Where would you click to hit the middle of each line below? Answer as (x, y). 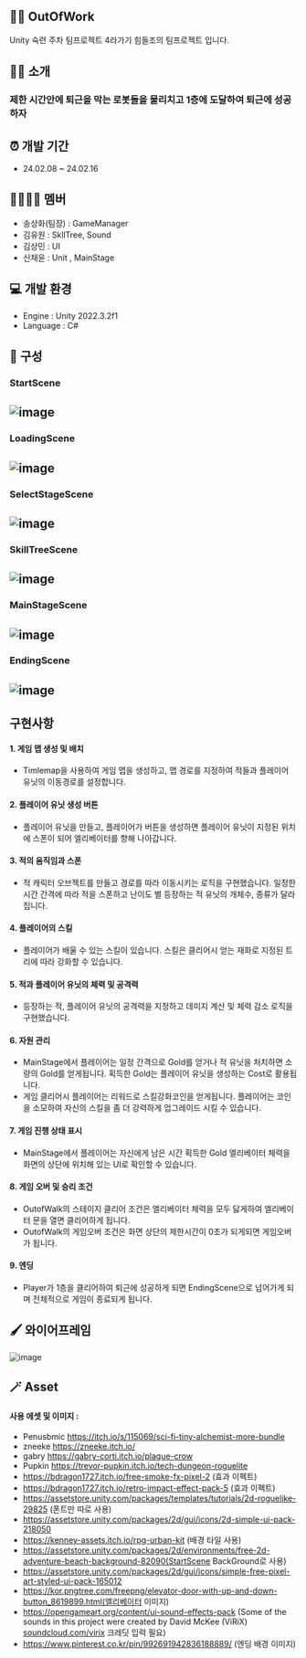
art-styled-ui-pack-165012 (72, 1581)
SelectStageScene (52, 494)
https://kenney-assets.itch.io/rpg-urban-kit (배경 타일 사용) (132, 1540)
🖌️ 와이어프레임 (50, 1331)
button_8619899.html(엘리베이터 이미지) (96, 1602)
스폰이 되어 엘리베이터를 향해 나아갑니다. (105, 838)
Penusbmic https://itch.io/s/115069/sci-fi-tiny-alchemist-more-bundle (153, 1437)
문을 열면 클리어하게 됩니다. (81, 1220)
